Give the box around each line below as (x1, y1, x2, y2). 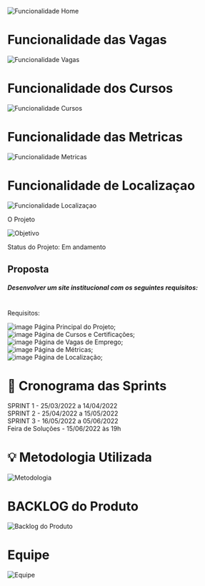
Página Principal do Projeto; (34, 323, 116, 331)
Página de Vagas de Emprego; (34, 338, 124, 346)
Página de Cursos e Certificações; (34, 330, 136, 339)
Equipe (7, 547, 50, 563)
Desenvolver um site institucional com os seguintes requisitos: (7, 283, 199, 292)
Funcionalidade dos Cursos (7, 81, 174, 96)
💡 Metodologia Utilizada (7, 450, 152, 465)
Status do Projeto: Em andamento (7, 243, 106, 251)
